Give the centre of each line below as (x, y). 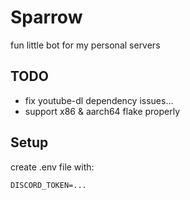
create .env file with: (52, 167)
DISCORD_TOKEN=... (48, 185)
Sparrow (46, 17)
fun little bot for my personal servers (85, 45)
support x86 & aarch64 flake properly (102, 111)
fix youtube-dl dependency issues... (99, 100)
